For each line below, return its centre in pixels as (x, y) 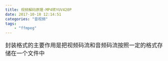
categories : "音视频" (26, 19)
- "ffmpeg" (25, 28)
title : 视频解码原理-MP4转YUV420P (38, 10)
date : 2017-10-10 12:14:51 (33, 14)
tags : (11, 24)
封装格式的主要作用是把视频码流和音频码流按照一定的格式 (81, 45)
